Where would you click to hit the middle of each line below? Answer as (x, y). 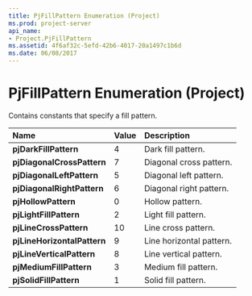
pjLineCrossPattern (50, 227)
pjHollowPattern (44, 201)
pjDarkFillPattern (45, 148)
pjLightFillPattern (46, 215)
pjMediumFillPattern (52, 267)
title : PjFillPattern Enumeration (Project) (84, 16)
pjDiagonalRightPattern (58, 188)
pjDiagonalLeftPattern (56, 175)
